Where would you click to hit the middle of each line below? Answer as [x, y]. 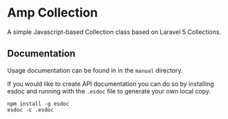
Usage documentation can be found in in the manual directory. [95, 70]
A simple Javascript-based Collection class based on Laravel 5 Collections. [114, 32]
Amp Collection [53, 13]
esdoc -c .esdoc [30, 110]
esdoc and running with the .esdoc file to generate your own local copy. [109, 91]
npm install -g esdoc [38, 104]
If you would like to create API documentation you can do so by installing [111, 84]
